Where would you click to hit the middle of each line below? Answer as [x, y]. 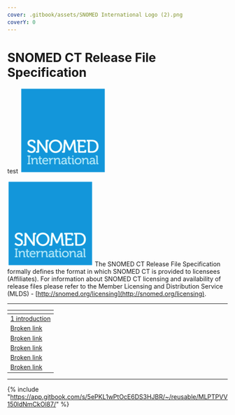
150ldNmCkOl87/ [32, 404]
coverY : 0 [22, 22]
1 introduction [30, 319]
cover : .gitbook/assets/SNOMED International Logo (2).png [95, 15]
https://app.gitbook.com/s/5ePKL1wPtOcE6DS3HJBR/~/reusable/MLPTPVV [119, 396]
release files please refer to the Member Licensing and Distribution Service [115, 286]
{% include [23, 389]
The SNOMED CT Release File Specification [157, 264]
